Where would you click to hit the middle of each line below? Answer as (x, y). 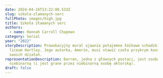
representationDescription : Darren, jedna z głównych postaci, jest (76, 59)
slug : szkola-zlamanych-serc (34, 14)
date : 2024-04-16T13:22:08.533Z (38, 9)
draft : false (18, 68)
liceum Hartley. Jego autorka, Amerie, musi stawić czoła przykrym (79, 50)
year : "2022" (18, 41)
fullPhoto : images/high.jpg (33, 18)
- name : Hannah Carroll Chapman (42, 32)
